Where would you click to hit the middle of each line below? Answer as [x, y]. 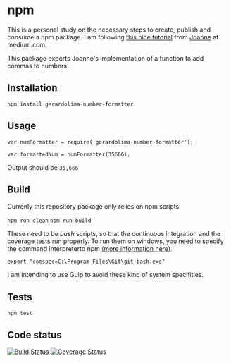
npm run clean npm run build [49, 221]
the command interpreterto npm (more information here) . [90, 249]
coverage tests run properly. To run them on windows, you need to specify [115, 241]
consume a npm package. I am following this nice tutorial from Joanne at [113, 37]
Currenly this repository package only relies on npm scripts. [94, 207]
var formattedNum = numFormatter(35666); [69, 154]
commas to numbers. [38, 66]
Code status [35, 334]
